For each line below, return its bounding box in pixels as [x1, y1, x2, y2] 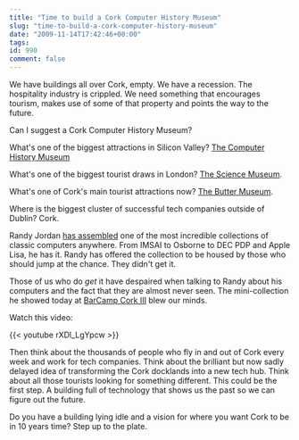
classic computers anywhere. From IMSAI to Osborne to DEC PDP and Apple [9, 240, 291, 250]
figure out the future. [9, 394, 87, 404]
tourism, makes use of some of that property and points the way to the [9, 98, 270, 108]
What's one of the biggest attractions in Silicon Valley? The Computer [9, 142, 265, 153]
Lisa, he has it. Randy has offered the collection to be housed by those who [9, 249, 287, 260]
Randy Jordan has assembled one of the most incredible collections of [9, 230, 270, 241]
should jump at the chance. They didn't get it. [9, 259, 177, 269]
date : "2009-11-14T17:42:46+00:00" [9, 29, 142, 38]
